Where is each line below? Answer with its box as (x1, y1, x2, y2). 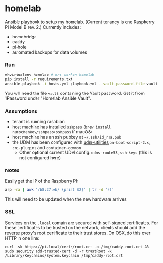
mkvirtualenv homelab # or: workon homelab (5, 73, 95, 77)
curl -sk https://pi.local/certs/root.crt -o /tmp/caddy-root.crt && (5, 244, 149, 249)
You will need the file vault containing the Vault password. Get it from (5, 90, 145, 96)
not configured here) (19, 155, 61, 161)
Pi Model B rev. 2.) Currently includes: (5, 24, 81, 30)
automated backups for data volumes (12, 49, 88, 55)
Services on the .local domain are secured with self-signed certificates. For (5, 220, 158, 225)
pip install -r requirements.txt (5, 77, 73, 82)
